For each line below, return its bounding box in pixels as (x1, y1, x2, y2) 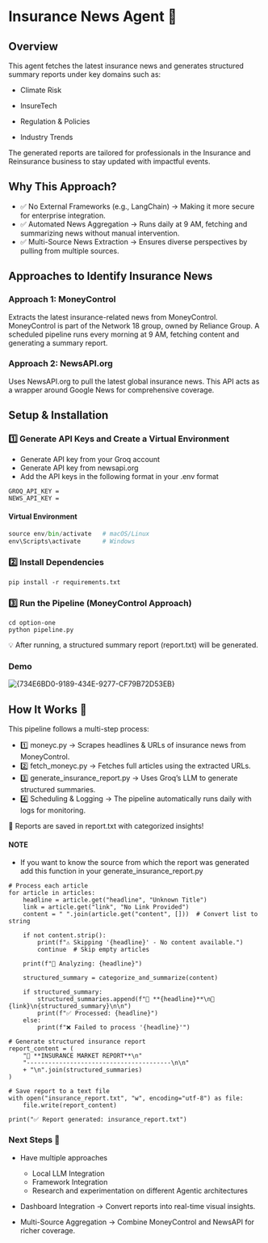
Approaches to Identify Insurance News (8, 269, 213, 283)
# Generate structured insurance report (8, 1037, 147, 1046)
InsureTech (19, 101, 57, 110)
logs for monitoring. (19, 805, 86, 816)
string (8, 918, 31, 926)
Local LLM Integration (31, 1169, 105, 1178)
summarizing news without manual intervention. (19, 228, 180, 238)
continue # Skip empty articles (37, 946, 150, 954)
